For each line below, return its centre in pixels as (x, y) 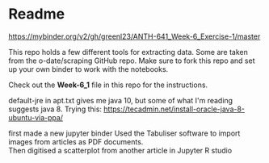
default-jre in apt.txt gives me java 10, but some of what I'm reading (120, 100)
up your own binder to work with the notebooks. (88, 69)
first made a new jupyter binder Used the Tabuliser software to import (124, 133)
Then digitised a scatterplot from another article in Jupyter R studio (120, 150)
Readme (37, 14)
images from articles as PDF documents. (76, 141)
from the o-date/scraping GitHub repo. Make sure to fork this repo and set (132, 61)
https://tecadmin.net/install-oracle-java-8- (174, 109)
